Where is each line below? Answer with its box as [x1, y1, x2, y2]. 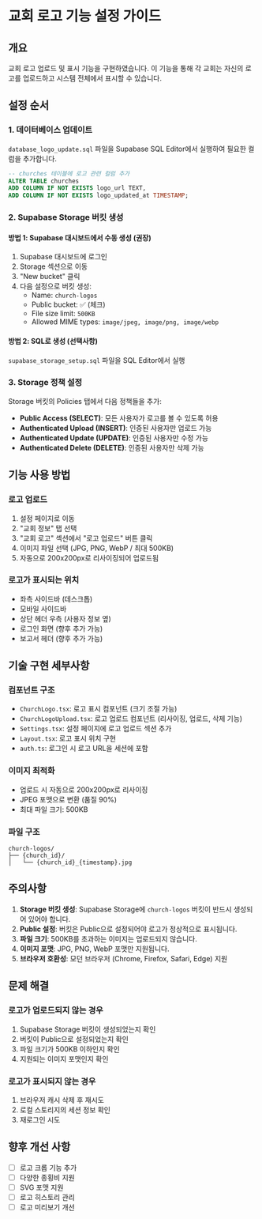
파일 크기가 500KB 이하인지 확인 [19, 1044, 120, 1054]
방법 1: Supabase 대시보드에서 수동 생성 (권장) [8, 232, 152, 242]
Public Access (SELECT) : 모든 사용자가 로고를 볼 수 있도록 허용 [19, 413, 219, 423]
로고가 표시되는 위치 [8, 575, 80, 586]
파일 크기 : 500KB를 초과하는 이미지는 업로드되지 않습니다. [19, 934, 197, 943]
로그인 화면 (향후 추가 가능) [19, 624, 103, 633]
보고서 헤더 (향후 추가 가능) [19, 633, 103, 643]
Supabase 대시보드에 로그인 [19, 252, 108, 262]
